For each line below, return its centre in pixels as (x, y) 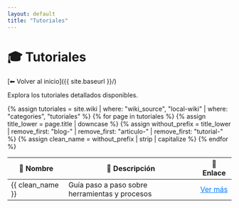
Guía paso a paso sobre (108, 185)
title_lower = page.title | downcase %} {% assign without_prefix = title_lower (119, 124)
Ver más (214, 190)
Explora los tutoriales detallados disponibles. (73, 95)
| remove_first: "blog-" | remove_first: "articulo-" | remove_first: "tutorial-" (115, 131)
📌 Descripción (131, 169)
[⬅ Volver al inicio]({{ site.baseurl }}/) (62, 82)
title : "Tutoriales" (38, 21)
